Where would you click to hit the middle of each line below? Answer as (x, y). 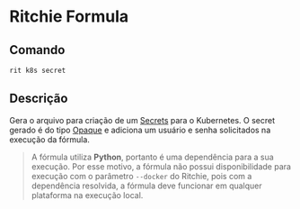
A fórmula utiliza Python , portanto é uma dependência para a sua (152, 157)
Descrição (39, 99)
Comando (37, 50)
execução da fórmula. (49, 139)
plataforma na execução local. (87, 195)
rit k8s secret (38, 70)
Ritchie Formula (69, 17)
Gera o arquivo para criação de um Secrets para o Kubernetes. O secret (142, 120)
